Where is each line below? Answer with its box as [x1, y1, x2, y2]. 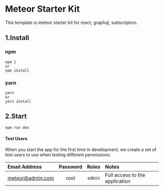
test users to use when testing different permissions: [5, 151, 111, 157]
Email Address [7, 163, 42, 170]
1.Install [5, 34, 29, 42]
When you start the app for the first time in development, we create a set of [5, 147, 157, 152]
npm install [5, 68, 29, 73]
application [104, 177, 131, 184]
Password [59, 163, 82, 170]
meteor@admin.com [7, 174, 54, 181]
